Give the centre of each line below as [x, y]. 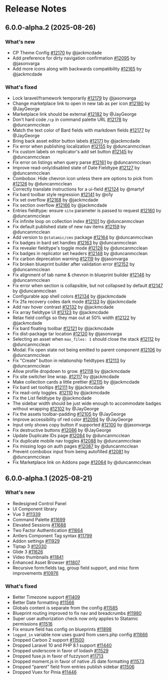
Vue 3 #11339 [27, 514]
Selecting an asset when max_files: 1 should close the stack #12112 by [86, 339]
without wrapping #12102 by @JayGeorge [56, 409]
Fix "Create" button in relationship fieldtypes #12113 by [69, 360]
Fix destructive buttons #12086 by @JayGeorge [62, 430]
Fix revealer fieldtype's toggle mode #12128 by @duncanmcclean [80, 248]
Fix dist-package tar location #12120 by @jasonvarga [67, 334]
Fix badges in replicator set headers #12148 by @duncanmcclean [80, 254]
